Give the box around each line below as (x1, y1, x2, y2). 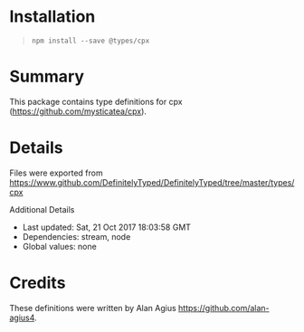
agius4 (9, 312, 35, 323)
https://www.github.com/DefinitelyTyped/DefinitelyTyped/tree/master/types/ (9, 176, 295, 187)
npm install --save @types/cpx (31, 36, 150, 45)
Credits (9, 273, 66, 293)
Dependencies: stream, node (22, 231, 131, 242)
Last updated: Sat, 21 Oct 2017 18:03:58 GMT (22, 222, 192, 232)
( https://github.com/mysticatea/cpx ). (9, 106, 147, 117)
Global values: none (22, 241, 97, 251)
